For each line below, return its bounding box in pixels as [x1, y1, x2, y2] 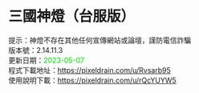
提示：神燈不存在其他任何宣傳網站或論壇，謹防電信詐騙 [8, 35, 191, 45]
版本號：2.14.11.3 [8, 45, 63, 55]
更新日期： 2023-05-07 [8, 55, 85, 65]
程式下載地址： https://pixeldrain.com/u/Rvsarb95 [8, 65, 171, 75]
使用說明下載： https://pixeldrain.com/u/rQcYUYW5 [8, 75, 177, 85]
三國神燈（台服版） [8, 7, 136, 26]
